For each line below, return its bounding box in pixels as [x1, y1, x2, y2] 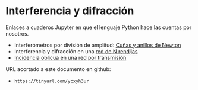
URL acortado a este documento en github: [5, 65, 111, 72]
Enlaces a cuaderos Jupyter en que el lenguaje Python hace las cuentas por [5, 24, 192, 31]
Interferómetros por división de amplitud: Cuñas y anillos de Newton [14, 41, 181, 49]
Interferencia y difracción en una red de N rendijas [14, 47, 138, 54]
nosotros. [5, 30, 29, 37]
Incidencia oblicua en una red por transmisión [14, 54, 127, 61]
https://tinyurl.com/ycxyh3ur [14, 78, 90, 84]
